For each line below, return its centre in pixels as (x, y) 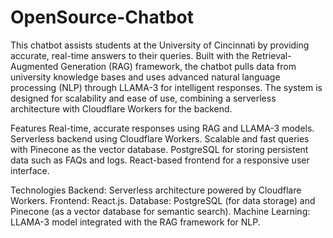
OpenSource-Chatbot (102, 17)
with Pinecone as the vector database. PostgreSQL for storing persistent (159, 149)
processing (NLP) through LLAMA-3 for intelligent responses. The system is (166, 87)
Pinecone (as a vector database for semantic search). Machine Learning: (160, 211)
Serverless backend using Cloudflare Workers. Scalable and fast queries (160, 138)
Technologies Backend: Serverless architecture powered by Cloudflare (156, 190)
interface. (30, 170)
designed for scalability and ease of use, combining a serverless (143, 98)
